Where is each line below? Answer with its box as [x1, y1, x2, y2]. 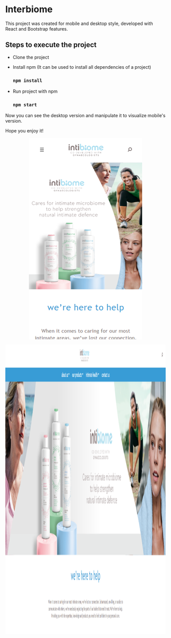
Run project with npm [12, 88, 58, 95]
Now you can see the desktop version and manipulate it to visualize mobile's [5, 113, 166, 119]
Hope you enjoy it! [5, 128, 44, 134]
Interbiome [5, 4, 53, 15]
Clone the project [12, 54, 49, 60]
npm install [12, 77, 42, 84]
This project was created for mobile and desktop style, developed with [5, 20, 154, 26]
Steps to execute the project [5, 41, 97, 49]
